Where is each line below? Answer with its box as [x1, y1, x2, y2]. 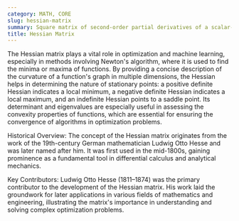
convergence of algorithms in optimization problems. [7, 118, 162, 126]
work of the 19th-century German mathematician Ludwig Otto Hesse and [7, 139, 221, 148]
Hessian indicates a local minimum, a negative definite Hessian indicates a [7, 87, 225, 96]
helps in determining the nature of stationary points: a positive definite [7, 80, 213, 89]
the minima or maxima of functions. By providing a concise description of [7, 65, 223, 73]
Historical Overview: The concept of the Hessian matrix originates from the [7, 131, 228, 140]
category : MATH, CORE [7, 10, 72, 18]
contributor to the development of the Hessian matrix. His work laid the [7, 183, 216, 192]
